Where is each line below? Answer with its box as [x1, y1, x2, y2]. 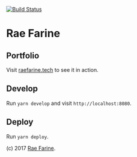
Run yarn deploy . [6, 132, 49, 140]
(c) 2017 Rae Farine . [6, 144, 56, 152]
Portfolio [6, 50, 40, 61]
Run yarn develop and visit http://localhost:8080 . [6, 99, 132, 107]
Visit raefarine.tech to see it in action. [6, 67, 99, 73]
